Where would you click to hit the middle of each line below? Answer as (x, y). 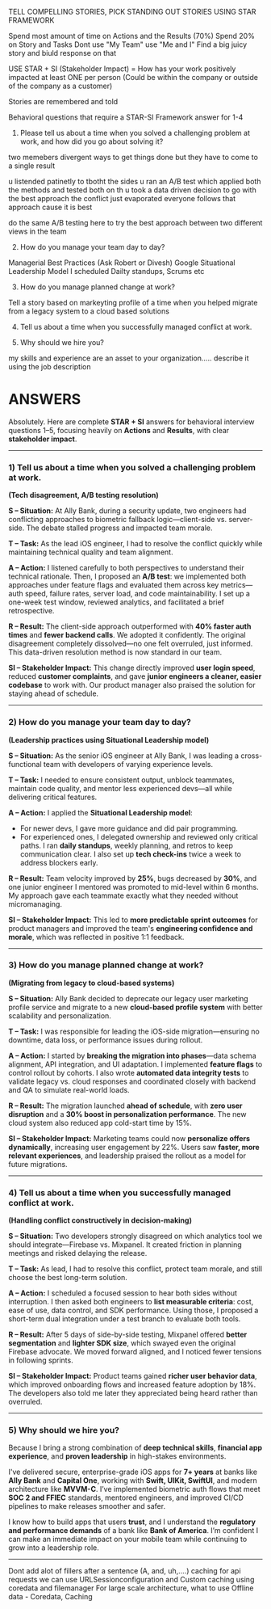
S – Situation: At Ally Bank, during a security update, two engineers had (127, 511)
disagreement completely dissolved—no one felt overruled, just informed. (131, 644)
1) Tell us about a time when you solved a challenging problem (132, 467)
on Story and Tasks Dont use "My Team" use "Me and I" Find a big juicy (128, 44)
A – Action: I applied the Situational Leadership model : (101, 812)
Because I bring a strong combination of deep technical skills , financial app (135, 1448)
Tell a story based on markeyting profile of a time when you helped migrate (133, 303)
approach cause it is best (50, 207)
